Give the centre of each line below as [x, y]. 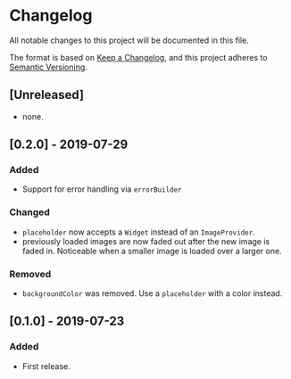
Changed [30, 212]
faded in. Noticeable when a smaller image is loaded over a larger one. [152, 251]
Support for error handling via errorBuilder [102, 189]
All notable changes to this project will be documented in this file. [129, 40]
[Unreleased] [47, 95]
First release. [46, 366]
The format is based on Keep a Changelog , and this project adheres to [138, 57]
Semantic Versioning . [48, 67]
